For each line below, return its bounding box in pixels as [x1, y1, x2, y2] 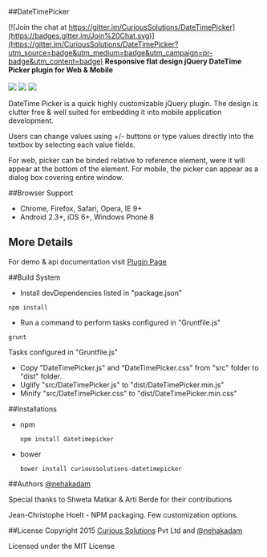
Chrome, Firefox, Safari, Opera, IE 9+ [19, 204, 143, 213]
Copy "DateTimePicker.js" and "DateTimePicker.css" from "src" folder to [19, 362, 259, 372]
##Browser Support [8, 188, 74, 198]
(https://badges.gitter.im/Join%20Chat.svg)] [8, 31, 155, 40]
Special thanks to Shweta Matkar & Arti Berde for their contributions [8, 494, 233, 504]
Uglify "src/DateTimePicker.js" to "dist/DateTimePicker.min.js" [19, 379, 225, 389]
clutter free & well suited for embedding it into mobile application [8, 108, 222, 117]
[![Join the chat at [8, 23, 67, 31]
